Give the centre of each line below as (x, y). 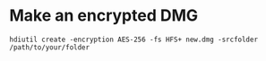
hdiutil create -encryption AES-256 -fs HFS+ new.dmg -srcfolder (133, 39)
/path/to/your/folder (50, 47)
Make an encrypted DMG (104, 16)
